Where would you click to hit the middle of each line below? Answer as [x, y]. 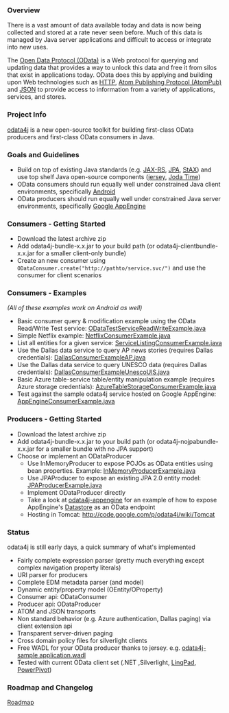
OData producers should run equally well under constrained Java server [119, 198]
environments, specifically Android [66, 191]
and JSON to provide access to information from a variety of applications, [111, 90]
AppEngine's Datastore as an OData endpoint [91, 507]
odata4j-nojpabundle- [188, 441]
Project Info [27, 115]
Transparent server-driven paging [65, 633]
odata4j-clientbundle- [187, 246]
